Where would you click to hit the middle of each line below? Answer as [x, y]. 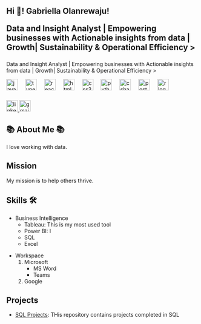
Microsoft [36, 262]
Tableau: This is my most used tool [67, 224]
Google [33, 281]
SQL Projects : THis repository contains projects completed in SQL [97, 315]
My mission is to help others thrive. [50, 180]
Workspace [29, 256]
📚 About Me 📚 [35, 129]
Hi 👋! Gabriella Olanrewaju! [58, 11]
